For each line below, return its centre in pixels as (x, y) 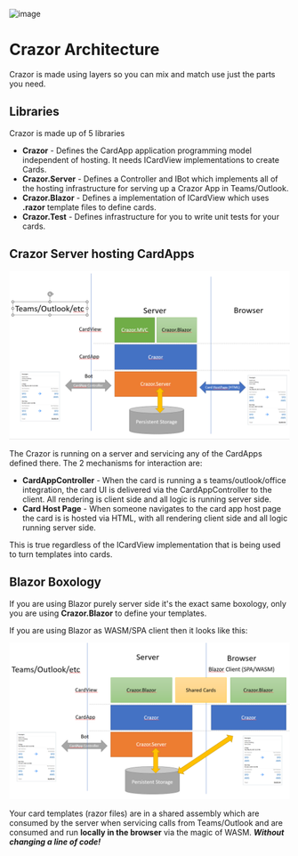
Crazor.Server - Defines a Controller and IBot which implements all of (150, 179)
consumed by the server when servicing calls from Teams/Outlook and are (146, 823)
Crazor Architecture (85, 50)
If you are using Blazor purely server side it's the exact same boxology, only (148, 603)
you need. (28, 84)
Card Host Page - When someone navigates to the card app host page (152, 508)
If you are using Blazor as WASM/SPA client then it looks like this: (129, 630)
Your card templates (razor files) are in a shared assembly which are (134, 813)
